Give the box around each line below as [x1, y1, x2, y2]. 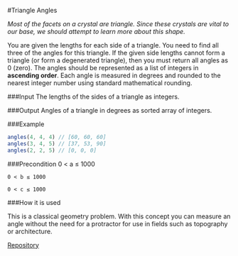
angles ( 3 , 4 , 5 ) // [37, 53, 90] [7, 140, 107, 148]
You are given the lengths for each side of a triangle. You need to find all [7, 41, 219, 49]
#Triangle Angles [7, 6, 58, 14]
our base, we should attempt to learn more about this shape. [7, 28, 186, 35]
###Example [7, 120, 45, 128]
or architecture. [7, 227, 53, 235]
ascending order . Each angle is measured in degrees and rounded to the [7, 71, 222, 79]
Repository [7, 240, 39, 249]
